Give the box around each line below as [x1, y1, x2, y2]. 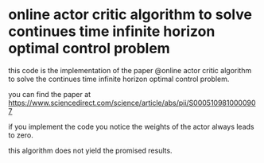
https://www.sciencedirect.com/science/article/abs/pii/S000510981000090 [8, 98, 256, 107]
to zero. [8, 130, 33, 140]
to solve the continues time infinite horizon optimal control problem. [8, 74, 230, 83]
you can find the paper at [8, 89, 91, 99]
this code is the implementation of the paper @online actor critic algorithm [8, 65, 252, 75]
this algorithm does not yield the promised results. [8, 146, 173, 155]
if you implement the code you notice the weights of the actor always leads [8, 122, 254, 131]
